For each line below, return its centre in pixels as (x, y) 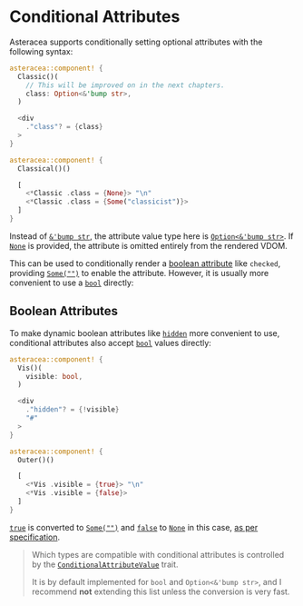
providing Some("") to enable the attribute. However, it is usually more (139, 273)
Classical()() (44, 169)
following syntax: (41, 51)
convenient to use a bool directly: (72, 283)
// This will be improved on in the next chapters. (125, 85)
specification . (35, 537)
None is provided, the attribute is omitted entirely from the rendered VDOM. (148, 245)
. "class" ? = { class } (64, 127)
